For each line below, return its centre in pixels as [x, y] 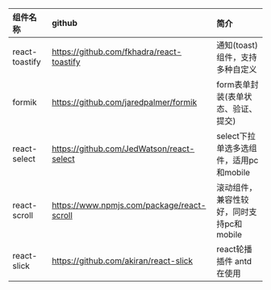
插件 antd [234, 261]
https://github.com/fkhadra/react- [117, 52]
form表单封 [238, 84]
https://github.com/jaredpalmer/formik [125, 102]
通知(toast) [237, 45]
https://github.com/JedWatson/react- [123, 149]
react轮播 [234, 249]
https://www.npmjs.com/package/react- [129, 205]
